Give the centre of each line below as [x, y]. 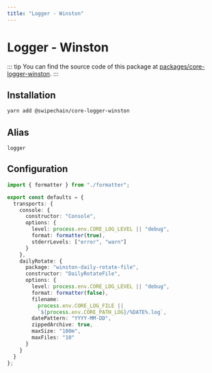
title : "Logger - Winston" [45, 13]
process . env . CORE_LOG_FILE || [81, 306]
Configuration [38, 169]
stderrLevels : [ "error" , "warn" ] [79, 242]
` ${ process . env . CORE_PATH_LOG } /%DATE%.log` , [102, 312]
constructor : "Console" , [61, 217]
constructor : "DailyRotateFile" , [73, 274]
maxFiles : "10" [53, 337]
